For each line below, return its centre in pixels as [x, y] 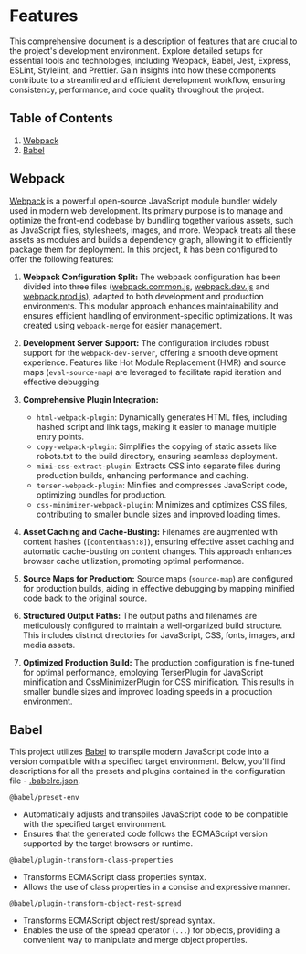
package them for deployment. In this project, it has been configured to [144, 249]
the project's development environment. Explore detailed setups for [136, 50]
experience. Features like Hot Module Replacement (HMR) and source [154, 362]
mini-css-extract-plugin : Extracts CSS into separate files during [158, 466]
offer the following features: [62, 259]
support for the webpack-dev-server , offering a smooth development [150, 352]
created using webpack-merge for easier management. [122, 325]
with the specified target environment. [95, 824]
